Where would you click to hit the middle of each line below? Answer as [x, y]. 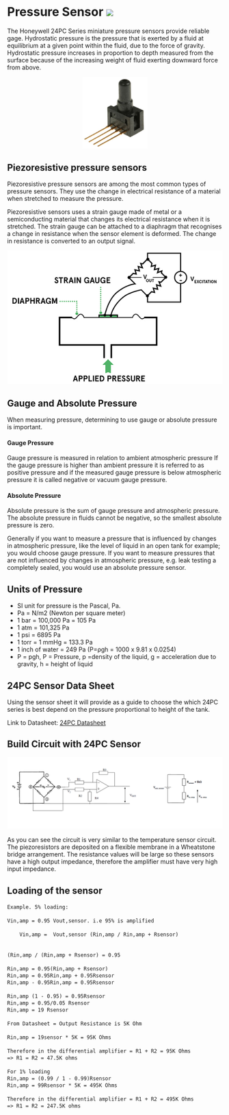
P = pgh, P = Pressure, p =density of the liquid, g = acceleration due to [117, 657]
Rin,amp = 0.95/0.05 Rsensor [49, 1003]
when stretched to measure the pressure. [65, 199]
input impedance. [32, 869]
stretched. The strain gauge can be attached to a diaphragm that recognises [114, 226]
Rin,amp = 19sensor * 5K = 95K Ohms [59, 1037]
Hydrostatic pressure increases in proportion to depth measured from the [110, 53]
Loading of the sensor [55, 890]
